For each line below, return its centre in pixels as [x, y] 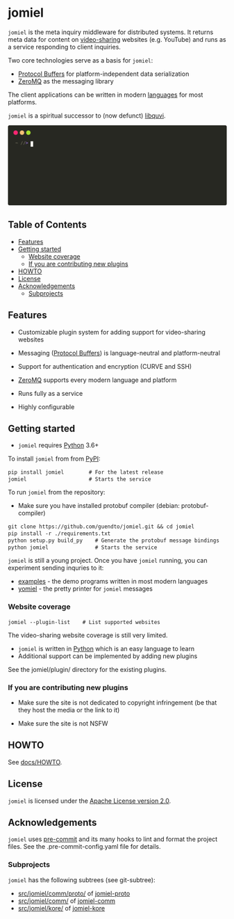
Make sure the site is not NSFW [63, 724]
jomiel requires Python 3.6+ [58, 445]
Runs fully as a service [50, 393]
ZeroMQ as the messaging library [66, 81]
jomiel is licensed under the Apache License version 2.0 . [90, 801]
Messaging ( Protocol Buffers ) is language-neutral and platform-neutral [119, 353]
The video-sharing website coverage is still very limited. [88, 635]
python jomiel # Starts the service [83, 548]
